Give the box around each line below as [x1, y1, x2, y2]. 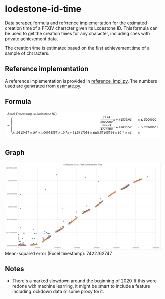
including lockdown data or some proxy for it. [12, 288, 104, 295]
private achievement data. [5, 36, 58, 42]
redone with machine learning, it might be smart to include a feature [12, 283, 150, 289]
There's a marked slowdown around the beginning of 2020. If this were [12, 278, 157, 284]
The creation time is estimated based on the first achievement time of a [5, 45, 150, 51]
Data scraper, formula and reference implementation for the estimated [5, 20, 147, 26]
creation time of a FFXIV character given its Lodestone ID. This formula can [5, 25, 158, 31]
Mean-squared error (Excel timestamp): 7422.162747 [5, 251, 112, 256]
